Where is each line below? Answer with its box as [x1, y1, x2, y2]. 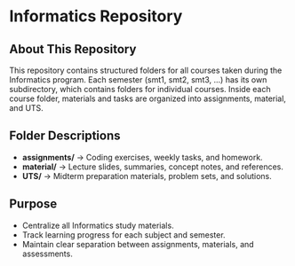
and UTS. [9, 103, 44, 113]
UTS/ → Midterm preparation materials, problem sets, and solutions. [21, 170, 273, 181]
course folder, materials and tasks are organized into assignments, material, [9, 93, 287, 104]
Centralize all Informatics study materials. [21, 220, 175, 231]
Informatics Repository [9, 6, 183, 27]
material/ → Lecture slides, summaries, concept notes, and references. [21, 161, 284, 172]
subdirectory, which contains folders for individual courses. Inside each [9, 84, 271, 94]
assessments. [21, 248, 73, 259]
